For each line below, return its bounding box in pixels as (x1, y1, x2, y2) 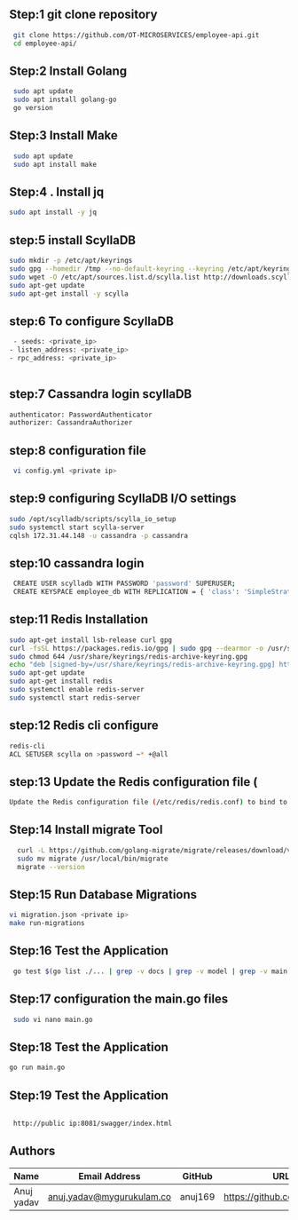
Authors (9, 1144, 56, 1159)
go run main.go (9, 1063, 66, 1073)
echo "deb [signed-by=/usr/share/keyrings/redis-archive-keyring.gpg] (9, 661, 276, 669)
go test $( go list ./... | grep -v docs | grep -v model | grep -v (12, 967, 268, 976)
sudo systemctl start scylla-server (9, 523, 145, 532)
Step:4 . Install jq (9, 184, 105, 199)
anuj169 (179, 1190, 216, 1202)
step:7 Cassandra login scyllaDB (9, 386, 192, 402)
